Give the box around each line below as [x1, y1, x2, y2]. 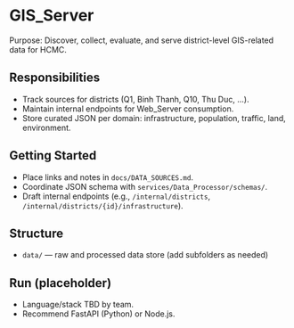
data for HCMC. [9, 44, 67, 54]
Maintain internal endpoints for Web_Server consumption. [21, 103, 234, 114]
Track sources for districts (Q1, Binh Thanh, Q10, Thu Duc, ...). [21, 94, 249, 104]
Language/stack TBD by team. [21, 299, 135, 310]
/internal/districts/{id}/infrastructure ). [21, 200, 184, 210]
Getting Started [9, 148, 97, 163]
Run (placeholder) [9, 275, 112, 291]
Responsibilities [9, 70, 101, 86]
